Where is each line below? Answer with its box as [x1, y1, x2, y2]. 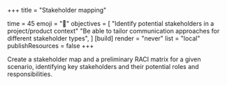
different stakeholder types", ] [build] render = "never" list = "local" [7, 34, 200, 42]
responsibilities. [7, 70, 52, 78]
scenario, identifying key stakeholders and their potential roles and [7, 63, 199, 70]
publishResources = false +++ [7, 42, 94, 49]
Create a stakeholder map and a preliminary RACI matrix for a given [7, 55, 201, 63]
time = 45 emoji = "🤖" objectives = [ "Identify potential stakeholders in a [7, 20, 214, 27]
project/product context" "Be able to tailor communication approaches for [7, 27, 220, 35]
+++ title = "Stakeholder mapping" [7, 6, 107, 14]
